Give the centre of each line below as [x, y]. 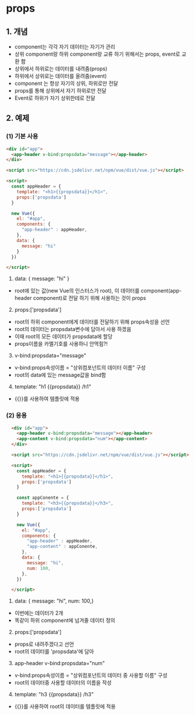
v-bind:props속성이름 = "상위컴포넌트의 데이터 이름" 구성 [80, 367]
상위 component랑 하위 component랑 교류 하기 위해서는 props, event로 [97, 54]
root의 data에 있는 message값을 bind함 [60, 375]
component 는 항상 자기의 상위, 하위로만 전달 [66, 83]
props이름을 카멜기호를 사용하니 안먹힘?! [61, 344]
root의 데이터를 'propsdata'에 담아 [54, 652]
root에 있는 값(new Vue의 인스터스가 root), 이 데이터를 [77, 291]
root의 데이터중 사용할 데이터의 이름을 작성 [63, 683]
